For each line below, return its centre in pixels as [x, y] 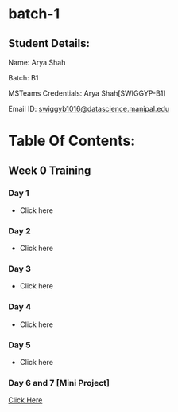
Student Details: [49, 43]
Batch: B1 [23, 78]
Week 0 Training [50, 170]
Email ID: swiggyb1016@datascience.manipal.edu [89, 109]
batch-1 [34, 14]
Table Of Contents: [72, 141]
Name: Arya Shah [37, 62]
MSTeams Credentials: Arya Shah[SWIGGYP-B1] [87, 93]
